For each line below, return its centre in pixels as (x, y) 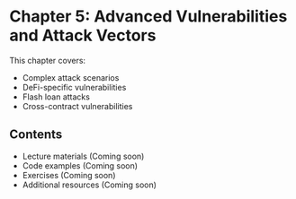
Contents (36, 135)
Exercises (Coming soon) (69, 175)
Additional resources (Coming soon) (90, 185)
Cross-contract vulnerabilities (77, 106)
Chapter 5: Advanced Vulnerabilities (148, 17)
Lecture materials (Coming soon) (83, 156)
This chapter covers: (48, 60)
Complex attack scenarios (71, 77)
